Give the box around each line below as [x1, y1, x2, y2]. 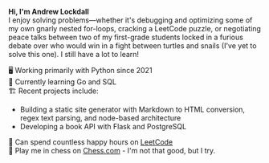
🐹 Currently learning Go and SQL [8, 77, 116, 87]
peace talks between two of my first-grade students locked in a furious [8, 32, 243, 42]
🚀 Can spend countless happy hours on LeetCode [8, 137, 173, 147]
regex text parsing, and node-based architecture [19, 113, 181, 123]
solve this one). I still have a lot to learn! [8, 50, 139, 59]
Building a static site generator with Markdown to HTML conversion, [19, 104, 246, 114]
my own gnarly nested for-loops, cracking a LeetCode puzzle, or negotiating [8, 24, 261, 33]
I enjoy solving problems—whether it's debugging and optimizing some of [8, 15, 253, 25]
